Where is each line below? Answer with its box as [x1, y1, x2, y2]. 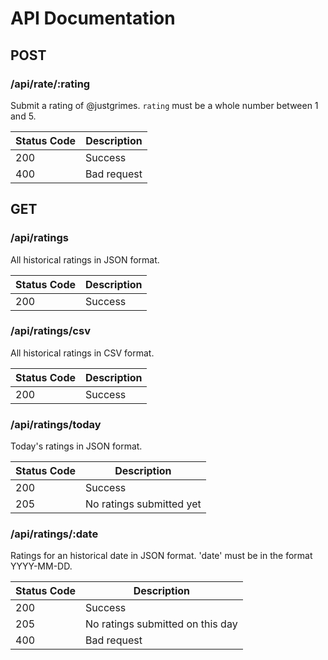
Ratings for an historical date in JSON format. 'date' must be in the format [10, 550, 313, 562]
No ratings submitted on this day [85, 617, 238, 631]
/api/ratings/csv [10, 324, 91, 338]
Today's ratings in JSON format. [10, 440, 143, 452]
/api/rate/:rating [10, 77, 91, 91]
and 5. [10, 110, 37, 122]
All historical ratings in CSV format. [10, 347, 155, 359]
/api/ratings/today [10, 417, 102, 431]
